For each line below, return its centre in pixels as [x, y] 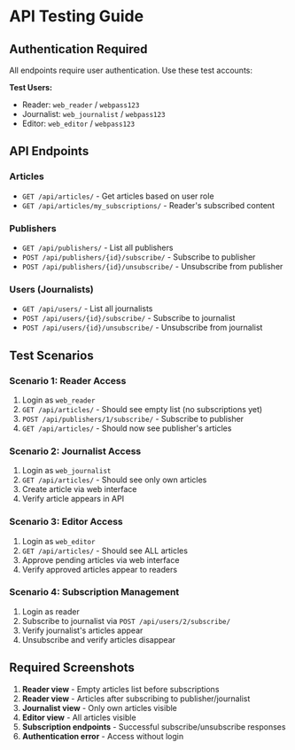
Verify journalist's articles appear [82, 630]
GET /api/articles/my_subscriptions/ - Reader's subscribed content [148, 205]
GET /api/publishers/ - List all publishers [97, 247]
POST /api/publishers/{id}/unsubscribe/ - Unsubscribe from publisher [152, 266]
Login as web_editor [58, 541]
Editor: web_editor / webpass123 [78, 123]
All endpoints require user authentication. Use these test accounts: [131, 70]
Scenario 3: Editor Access [66, 522]
